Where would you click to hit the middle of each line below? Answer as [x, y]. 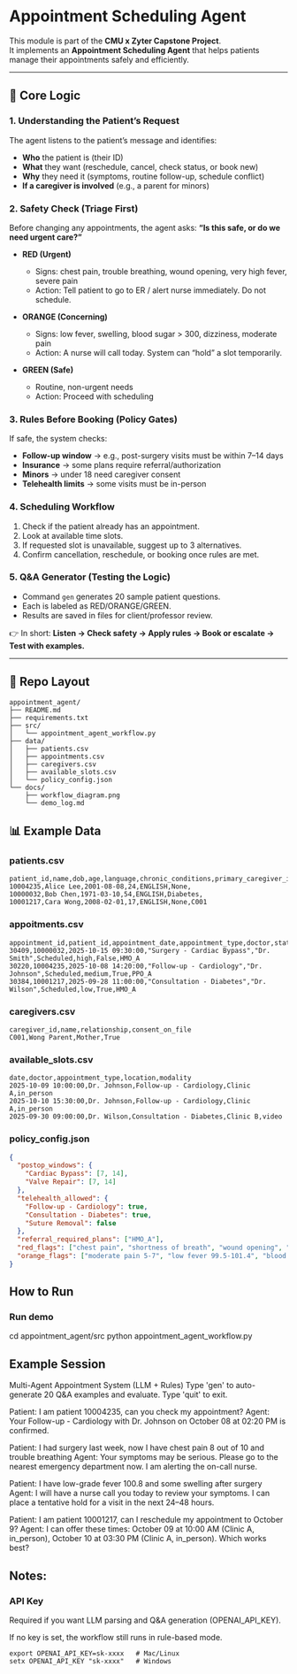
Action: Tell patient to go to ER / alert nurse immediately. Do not [151, 290]
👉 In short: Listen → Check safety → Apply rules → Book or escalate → [142, 633]
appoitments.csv [46, 925]
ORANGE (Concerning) [65, 317]
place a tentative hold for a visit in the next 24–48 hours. [112, 1502]
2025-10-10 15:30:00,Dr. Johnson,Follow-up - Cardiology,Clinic [130, 1102]
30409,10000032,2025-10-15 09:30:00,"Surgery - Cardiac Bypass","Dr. [140, 950]
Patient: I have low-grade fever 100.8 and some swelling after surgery [136, 1484]
